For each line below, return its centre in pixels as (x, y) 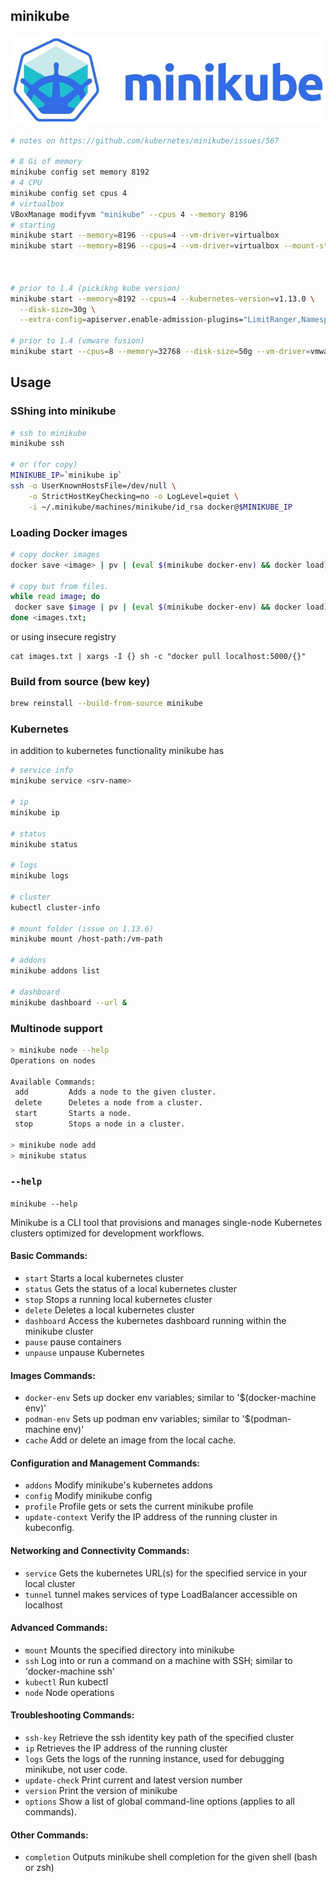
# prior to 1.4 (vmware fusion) (77, 341)
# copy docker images (55, 554)
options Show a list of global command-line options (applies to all (159, 1801)
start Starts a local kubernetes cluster (104, 1278)
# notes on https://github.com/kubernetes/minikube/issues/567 (145, 140)
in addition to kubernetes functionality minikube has (117, 751)
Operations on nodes (53, 1060)
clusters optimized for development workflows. (107, 1233)
